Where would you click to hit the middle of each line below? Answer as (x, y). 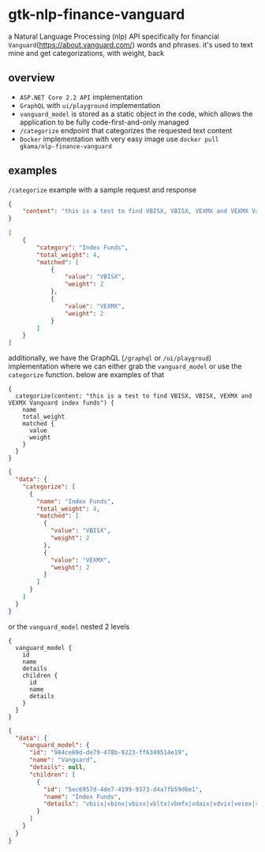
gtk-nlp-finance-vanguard (97, 15)
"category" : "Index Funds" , (82, 247)
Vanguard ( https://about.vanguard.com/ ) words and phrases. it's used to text (131, 44)
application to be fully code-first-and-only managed (104, 122)
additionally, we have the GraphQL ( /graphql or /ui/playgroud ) (110, 358)
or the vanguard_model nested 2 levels (69, 626)
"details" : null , (58, 768)
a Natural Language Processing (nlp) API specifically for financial (114, 36)
